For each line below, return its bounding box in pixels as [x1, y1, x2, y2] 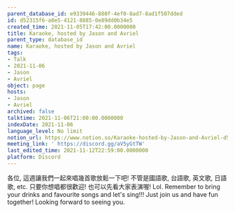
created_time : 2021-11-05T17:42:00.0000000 [7, 23, 136, 30]
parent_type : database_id [7, 36, 83, 43]
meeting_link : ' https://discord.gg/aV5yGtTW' [7, 141, 145, 148]
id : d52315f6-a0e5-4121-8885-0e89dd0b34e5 [7, 17, 133, 24]
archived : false [7, 108, 55, 115]
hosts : [7, 88, 27, 95]
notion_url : [7, 134, 42, 141]
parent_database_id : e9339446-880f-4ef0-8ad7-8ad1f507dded [7, 10, 183, 18]
